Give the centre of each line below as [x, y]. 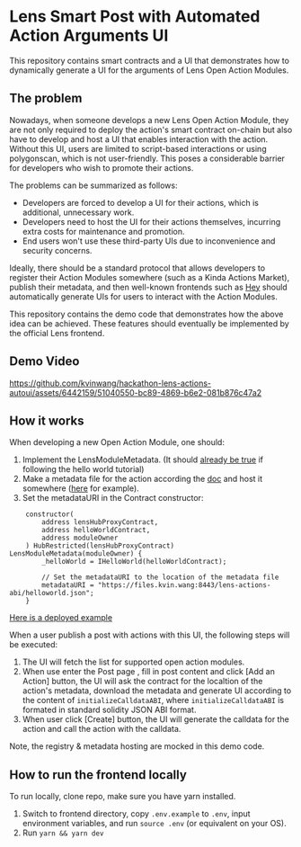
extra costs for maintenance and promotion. [104, 231]
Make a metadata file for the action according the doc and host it [142, 479]
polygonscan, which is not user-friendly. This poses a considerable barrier [147, 158]
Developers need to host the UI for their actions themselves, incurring [151, 221]
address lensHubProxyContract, [100, 522]
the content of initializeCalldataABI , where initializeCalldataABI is [153, 700]
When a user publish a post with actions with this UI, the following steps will [150, 635]
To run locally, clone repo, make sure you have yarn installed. [123, 797]
